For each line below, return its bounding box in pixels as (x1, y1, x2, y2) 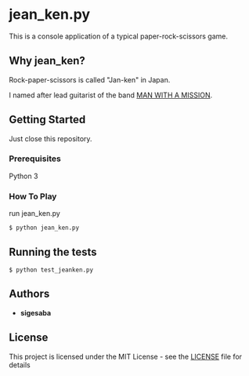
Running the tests (9, 245, 97, 258)
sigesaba (20, 308, 52, 317)
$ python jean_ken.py (9, 224, 80, 232)
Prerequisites (9, 153, 61, 164)
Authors (9, 287, 50, 301)
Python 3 (9, 171, 38, 181)
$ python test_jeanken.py (9, 265, 93, 274)
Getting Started (9, 113, 86, 126)
